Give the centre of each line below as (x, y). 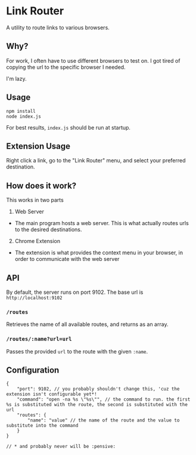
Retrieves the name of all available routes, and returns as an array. (87, 324)
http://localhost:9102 (34, 298)
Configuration (33, 370)
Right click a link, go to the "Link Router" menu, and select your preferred (96, 161)
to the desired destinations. (48, 230)
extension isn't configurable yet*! (52, 394)
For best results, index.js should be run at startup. (69, 127)
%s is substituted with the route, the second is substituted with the (97, 405)
